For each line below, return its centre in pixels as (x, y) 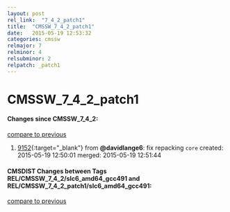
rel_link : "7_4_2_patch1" (46, 20)
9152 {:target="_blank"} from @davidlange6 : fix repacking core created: (120, 148)
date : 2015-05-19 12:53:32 (49, 33)
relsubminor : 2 (29, 59)
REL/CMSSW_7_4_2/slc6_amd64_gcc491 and (74, 178)
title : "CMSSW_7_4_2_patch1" (51, 26)
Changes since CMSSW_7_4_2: (53, 119)
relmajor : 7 (24, 46)
